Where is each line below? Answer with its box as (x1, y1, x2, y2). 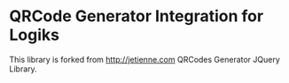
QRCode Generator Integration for (9, 6, 264, 26)
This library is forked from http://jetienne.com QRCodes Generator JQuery (9, 54, 281, 64)
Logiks (9, 25, 60, 45)
